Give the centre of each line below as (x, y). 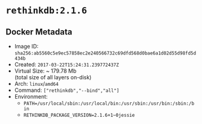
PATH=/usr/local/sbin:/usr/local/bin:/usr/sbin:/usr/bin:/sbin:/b (109, 103)
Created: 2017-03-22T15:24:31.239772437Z (67, 64)
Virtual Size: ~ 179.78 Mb (45, 71)
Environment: (31, 96)
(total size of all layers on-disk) (53, 77)
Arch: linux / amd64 (36, 84)
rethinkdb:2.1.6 (46, 11)
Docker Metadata (39, 32)
